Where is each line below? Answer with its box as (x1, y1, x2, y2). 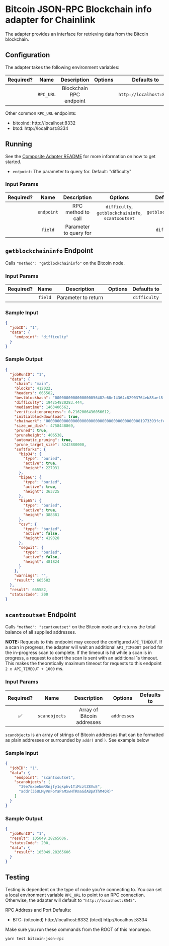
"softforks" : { (14, 447, 46, 452)
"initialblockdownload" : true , (14, 414, 80, 419)
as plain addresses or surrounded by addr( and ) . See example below (5, 737, 149, 743)
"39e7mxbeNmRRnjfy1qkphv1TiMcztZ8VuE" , (18, 784, 102, 789)
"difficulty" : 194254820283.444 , (14, 400, 84, 405)
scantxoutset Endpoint (5, 610, 76, 619)
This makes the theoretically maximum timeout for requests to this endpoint (5, 661, 162, 667)
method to (65, 208, 90, 215)
